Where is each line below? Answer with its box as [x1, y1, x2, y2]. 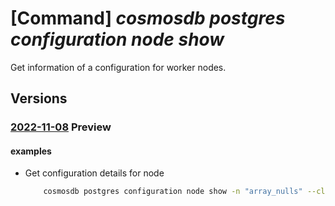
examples [10, 145, 52, 157]
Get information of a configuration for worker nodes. [10, 61, 227, 73]
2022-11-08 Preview [10, 120, 112, 134]
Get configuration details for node [24, 167, 165, 179]
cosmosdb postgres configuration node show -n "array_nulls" [43, 187, 303, 197]
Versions [10, 90, 68, 107]
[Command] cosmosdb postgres [10, 7, 286, 30]
